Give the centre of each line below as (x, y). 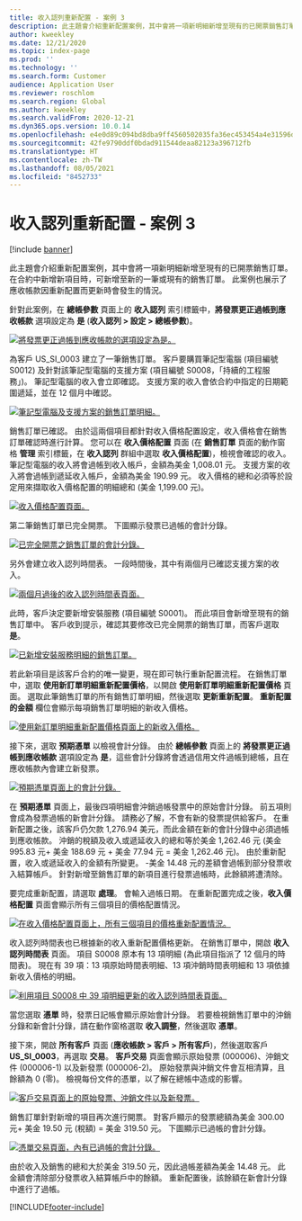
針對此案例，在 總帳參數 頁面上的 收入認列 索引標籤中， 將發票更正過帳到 (144, 310)
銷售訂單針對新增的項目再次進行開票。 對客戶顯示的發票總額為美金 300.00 (147, 1118)
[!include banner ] (41, 249)
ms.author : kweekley (48, 110)
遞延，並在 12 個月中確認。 (67, 393)
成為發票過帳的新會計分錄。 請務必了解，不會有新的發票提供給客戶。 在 (149, 818)
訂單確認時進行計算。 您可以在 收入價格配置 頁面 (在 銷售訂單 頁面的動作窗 (147, 443)
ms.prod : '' (31, 59)
